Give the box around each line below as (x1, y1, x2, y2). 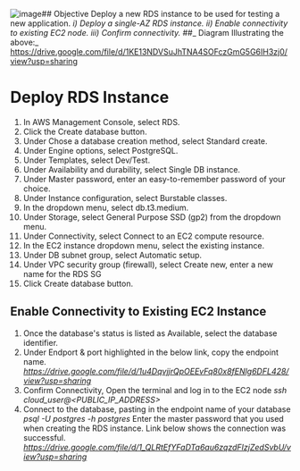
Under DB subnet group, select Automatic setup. (22, 249, 203, 260)
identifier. (22, 337, 59, 348)
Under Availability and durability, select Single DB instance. (22, 164, 240, 174)
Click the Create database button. (22, 126, 147, 137)
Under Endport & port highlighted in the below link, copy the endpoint (22, 347, 279, 357)
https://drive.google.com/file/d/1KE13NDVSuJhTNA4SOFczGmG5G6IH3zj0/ (10, 46, 288, 57)
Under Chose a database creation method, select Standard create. (22, 135, 268, 147)
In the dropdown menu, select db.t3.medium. (22, 202, 189, 213)
